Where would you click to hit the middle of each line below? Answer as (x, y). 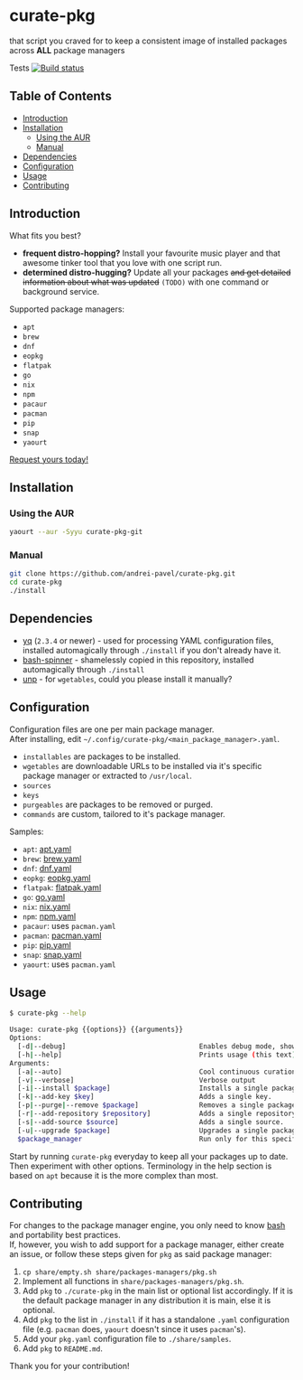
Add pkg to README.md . (63, 1348)
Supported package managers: (67, 309)
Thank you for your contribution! (69, 1366)
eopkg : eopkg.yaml (57, 878)
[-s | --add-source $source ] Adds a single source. (151, 1122)
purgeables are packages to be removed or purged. (118, 804)
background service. (61, 291)
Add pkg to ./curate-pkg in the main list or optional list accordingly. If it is (158, 1291)
